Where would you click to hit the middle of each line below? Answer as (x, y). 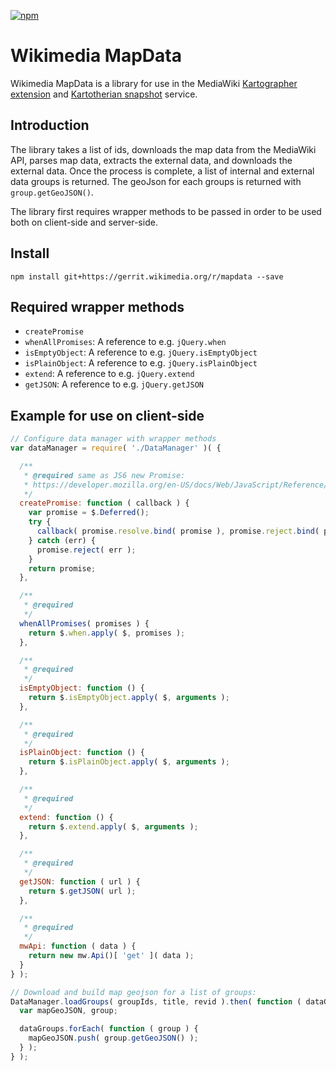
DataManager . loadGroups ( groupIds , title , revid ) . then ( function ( (156, 1001)
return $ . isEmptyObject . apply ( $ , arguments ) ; (129, 698)
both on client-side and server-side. (84, 222)
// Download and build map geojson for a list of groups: (133, 992)
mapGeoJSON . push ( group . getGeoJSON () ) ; (113, 1038)
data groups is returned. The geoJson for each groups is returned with (156, 181)
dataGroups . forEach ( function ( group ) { (109, 1029)
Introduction (50, 125)
